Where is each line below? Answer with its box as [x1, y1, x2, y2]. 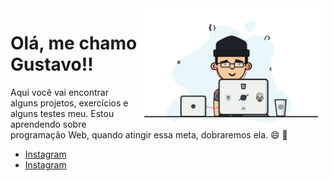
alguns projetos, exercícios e [10, 97, 129, 109]
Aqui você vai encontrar [10, 86, 109, 98]
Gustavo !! [10, 53, 94, 76]
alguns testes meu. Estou [10, 107, 115, 119]
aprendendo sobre [10, 118, 87, 130]
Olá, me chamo [10, 32, 138, 55]
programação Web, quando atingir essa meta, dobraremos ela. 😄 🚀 [10, 128, 288, 141]
